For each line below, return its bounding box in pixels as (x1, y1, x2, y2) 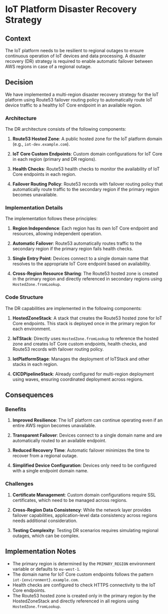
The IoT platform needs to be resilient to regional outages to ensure (5, 48, 144, 53)
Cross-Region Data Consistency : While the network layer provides (12, 506, 151, 513)
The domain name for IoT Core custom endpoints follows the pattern (12, 571, 154, 577)
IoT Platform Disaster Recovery (5, 4, 137, 15)
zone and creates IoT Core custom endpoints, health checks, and (12, 341, 147, 347)
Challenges (5, 480, 33, 487)
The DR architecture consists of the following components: (5, 126, 126, 132)
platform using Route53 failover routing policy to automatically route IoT (5, 96, 153, 103)
